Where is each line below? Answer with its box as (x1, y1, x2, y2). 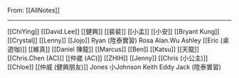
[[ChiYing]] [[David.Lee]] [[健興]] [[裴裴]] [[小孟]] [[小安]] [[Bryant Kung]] (7, 28, 220, 35)
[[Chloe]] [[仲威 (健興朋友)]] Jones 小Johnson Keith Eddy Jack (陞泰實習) (7, 63, 222, 71)
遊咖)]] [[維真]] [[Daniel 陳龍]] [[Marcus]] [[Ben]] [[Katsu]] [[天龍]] (7, 45, 199, 53)
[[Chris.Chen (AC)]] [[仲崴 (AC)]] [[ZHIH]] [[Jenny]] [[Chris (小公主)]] (7, 54, 208, 62)
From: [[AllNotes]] (7, 6, 60, 14)
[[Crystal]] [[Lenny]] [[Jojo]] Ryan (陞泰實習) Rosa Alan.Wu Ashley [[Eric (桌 (7, 36, 229, 45)
